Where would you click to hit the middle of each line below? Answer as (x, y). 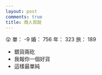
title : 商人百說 (23, 22)
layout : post (21, 11)
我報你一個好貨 (32, 59)
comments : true (24, 17)
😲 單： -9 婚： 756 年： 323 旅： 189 (51, 40)
